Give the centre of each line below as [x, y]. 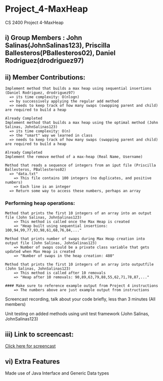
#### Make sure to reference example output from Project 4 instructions [82, 286]
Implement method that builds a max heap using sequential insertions [78, 89]
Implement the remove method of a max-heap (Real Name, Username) [74, 157]
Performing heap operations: [40, 203]
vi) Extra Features [32, 361]
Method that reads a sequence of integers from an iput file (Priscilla [81, 165]
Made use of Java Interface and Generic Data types [57, 373]
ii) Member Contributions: [45, 77]
